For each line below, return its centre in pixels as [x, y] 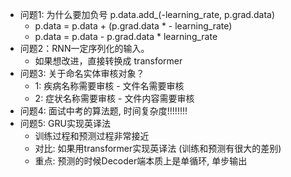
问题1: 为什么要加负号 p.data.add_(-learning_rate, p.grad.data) [147, 14]
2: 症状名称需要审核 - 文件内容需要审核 [114, 98]
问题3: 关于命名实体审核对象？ [82, 73]
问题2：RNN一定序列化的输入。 [84, 48]
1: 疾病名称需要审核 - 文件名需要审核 [109, 86]
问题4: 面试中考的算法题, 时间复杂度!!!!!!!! [103, 111]
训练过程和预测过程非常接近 [92, 136]
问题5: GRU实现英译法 [65, 123]
